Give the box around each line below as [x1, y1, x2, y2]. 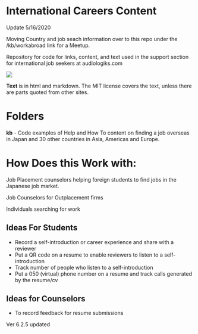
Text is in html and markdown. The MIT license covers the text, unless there [6, 82, 192, 89]
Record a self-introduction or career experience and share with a [14, 238, 174, 245]
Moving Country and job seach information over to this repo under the [6, 35, 178, 42]
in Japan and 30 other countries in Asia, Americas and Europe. [6, 135, 160, 142]
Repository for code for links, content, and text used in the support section [6, 53, 189, 60]
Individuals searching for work [6, 205, 80, 213]
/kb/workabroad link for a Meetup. [6, 42, 90, 49]
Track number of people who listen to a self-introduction [14, 264, 153, 271]
